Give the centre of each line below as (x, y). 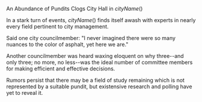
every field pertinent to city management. (58, 27)
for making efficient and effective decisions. (61, 69)
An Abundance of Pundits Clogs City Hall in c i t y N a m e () (75, 9)
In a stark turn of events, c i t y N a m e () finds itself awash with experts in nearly (101, 20)
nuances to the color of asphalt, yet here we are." (67, 44)
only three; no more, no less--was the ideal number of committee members (99, 62)
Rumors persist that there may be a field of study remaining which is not (96, 80)
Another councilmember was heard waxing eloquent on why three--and (95, 56)
